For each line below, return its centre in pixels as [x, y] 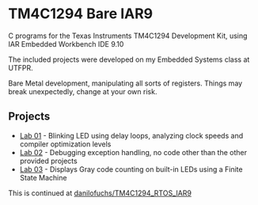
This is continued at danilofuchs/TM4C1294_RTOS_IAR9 [100, 193]
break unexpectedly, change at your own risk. [83, 91]
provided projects [48, 161]
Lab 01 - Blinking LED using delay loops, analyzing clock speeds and [131, 135]
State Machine [43, 177]
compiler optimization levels [65, 144]
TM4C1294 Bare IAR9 [81, 14]
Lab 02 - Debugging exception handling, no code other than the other [133, 152]
